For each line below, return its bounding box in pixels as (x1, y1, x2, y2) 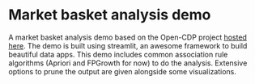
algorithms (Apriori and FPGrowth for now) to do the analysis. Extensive (8, 58, 248, 68)
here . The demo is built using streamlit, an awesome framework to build (8, 40, 248, 50)
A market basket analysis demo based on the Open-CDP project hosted (8, 32, 247, 42)
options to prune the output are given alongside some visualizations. (8, 66, 237, 76)
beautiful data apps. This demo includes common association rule (8, 49, 228, 59)
